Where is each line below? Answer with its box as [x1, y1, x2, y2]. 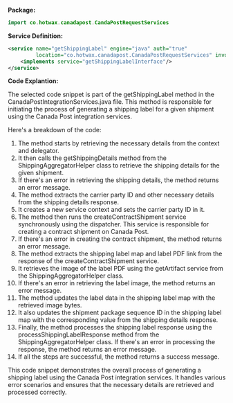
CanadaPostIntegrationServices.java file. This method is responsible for [8, 98, 212, 106]
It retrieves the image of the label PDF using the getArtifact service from [17, 265, 223, 273]
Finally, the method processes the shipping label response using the [17, 323, 213, 332]
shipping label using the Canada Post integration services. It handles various [8, 373, 226, 382]
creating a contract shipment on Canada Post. [17, 228, 149, 236]
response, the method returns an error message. [17, 346, 157, 354]
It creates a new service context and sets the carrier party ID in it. [17, 206, 205, 214]
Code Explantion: [8, 77, 59, 85]
